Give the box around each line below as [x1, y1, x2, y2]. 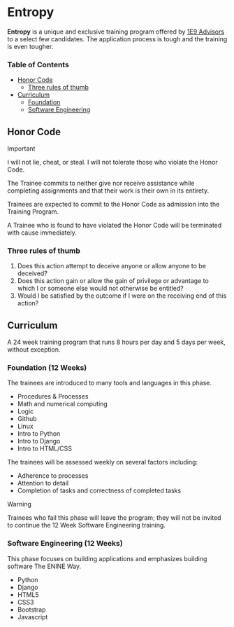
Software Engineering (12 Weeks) [7, 539, 124, 549]
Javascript [17, 612, 48, 621]
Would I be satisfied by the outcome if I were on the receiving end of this [17, 291, 227, 300]
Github [17, 415, 37, 423]
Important [7, 144, 36, 153]
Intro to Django [17, 437, 61, 446]
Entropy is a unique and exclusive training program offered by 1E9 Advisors [7, 27, 225, 36]
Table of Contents [7, 60, 70, 69]
